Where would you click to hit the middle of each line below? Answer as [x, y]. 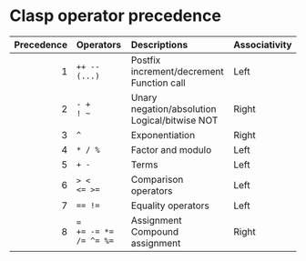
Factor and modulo [171, 149]
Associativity [263, 45]
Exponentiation [163, 135]
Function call [158, 83]
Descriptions [159, 45]
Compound [155, 231]
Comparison [157, 179]
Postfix [146, 60]
